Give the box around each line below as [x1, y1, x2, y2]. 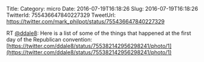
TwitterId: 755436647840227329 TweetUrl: [6, 11, 116, 19]
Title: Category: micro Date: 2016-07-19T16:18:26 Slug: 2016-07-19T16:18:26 [6, 5, 199, 12]
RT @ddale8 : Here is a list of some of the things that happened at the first [6, 29, 191, 37]
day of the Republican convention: [6, 36, 93, 43]
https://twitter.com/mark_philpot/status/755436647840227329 [6, 18, 165, 25]
